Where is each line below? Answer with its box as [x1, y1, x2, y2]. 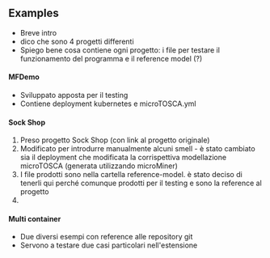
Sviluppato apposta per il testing [19, 91, 129, 100]
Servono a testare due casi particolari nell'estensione [19, 240, 198, 250]
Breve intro [19, 27, 57, 37]
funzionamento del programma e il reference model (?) [19, 53, 203, 63]
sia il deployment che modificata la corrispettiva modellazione [19, 153, 227, 163]
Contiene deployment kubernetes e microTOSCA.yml [19, 99, 196, 108]
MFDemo [8, 72, 40, 82]
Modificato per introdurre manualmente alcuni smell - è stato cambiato [19, 144, 256, 154]
